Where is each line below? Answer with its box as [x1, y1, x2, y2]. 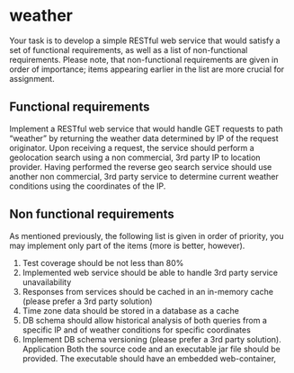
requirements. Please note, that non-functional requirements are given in [9, 54, 279, 65]
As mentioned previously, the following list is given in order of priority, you [9, 230, 284, 241]
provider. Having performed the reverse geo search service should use [9, 161, 272, 172]
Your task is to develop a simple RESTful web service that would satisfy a [9, 35, 281, 46]
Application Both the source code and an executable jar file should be [22, 343, 281, 354]
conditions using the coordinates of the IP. [9, 181, 166, 191]
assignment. [9, 73, 56, 84]
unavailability [22, 276, 72, 288]
